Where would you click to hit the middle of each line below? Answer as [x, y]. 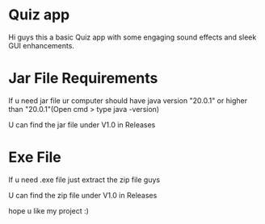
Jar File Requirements [83, 79]
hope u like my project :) [48, 210]
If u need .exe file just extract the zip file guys [84, 180]
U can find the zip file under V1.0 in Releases [83, 195]
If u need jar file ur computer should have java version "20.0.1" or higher [128, 100]
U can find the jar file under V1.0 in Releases [82, 124]
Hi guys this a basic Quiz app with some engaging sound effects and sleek [132, 37]
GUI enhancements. [42, 45]
